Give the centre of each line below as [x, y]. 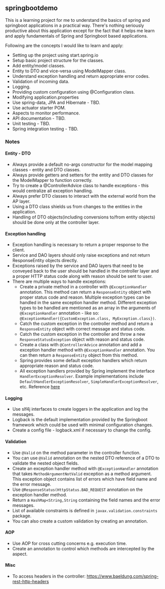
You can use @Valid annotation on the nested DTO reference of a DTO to [86, 458]
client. [19, 250]
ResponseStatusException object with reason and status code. [82, 339]
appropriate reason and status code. [57, 366]
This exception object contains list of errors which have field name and [84, 479]
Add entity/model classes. [39, 65]
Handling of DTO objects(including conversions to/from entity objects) [84, 217]
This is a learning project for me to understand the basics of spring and [78, 20]
